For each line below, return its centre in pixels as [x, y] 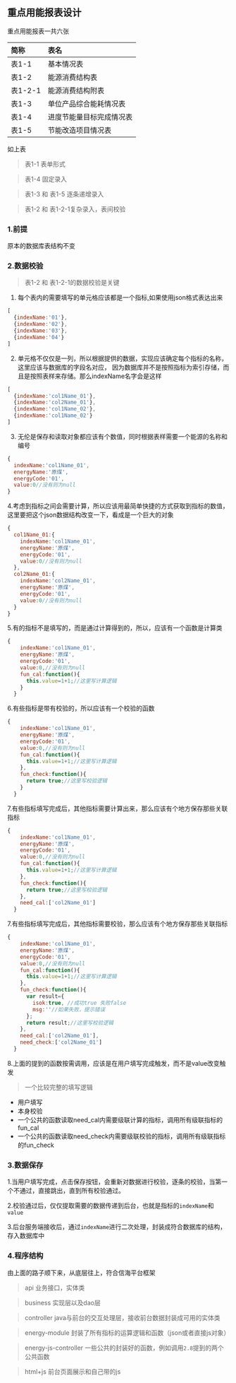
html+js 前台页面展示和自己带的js [73, 1371]
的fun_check [36, 1145]
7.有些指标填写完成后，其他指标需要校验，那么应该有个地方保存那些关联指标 [118, 924]
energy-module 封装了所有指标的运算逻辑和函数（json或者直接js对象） [127, 1332]
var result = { [45, 996]
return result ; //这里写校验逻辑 [70, 1023]
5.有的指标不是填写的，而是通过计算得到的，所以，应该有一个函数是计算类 [115, 628]
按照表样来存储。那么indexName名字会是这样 [96, 376]
